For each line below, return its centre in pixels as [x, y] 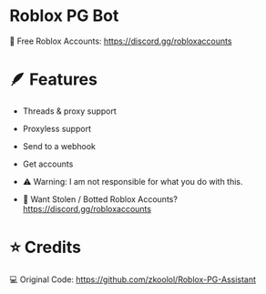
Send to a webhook [59, 146]
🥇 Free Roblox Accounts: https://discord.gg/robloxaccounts [121, 41]
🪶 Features [54, 80]
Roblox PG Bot [64, 16]
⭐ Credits [46, 248]
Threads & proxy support [69, 111]
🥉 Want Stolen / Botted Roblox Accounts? [100, 199]
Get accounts [48, 164]
